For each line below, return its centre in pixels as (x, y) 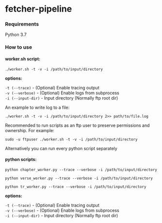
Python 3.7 (16, 34)
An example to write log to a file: (37, 107)
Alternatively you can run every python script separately (61, 148)
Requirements (22, 24)
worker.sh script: (23, 59)
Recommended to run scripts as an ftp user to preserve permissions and (77, 125)
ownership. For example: (30, 130)
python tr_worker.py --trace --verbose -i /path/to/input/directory (76, 187)
